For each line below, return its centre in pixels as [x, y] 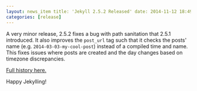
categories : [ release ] [34, 17]
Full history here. [26, 70]
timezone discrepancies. [36, 59]
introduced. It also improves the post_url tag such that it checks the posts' [96, 40]
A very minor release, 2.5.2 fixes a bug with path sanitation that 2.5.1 [89, 33]
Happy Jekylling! [26, 81]
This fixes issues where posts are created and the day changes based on [94, 52]
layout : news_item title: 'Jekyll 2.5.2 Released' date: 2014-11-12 [91, 11]
